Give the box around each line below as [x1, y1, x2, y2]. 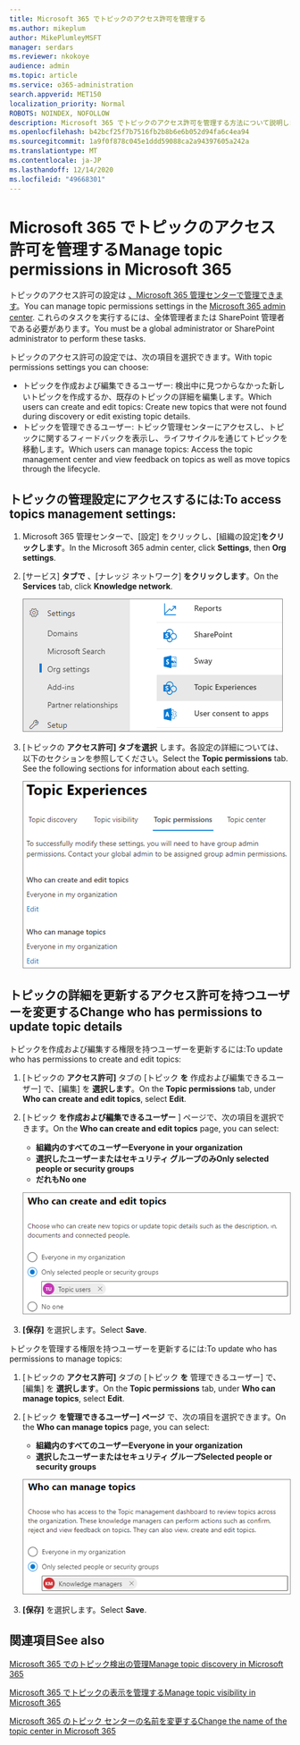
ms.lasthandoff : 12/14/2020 [9, 165, 114, 174]
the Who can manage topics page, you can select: [21, 1421, 210, 1432]
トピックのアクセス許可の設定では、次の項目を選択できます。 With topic [9, 352, 272, 362]
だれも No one [35, 1174, 87, 1185]
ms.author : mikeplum [9, 23, 87, 33]
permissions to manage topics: [9, 1353, 122, 1364]
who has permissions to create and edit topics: [9, 1054, 181, 1064]
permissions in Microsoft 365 [9, 259, 232, 279]
